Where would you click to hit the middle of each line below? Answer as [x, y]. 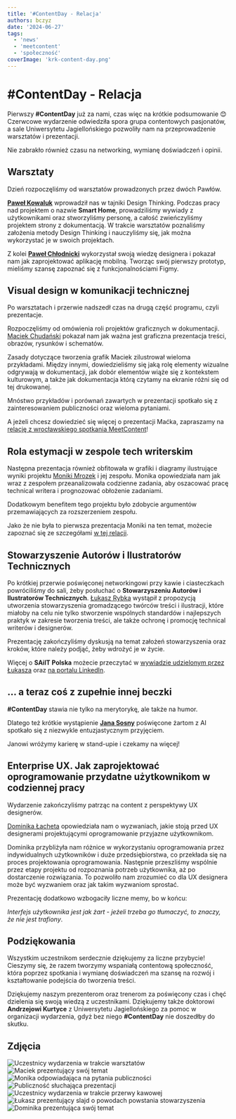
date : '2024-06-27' [36, 27]
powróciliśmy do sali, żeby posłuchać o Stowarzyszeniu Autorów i [104, 590]
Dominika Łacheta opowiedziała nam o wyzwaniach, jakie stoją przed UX [113, 826]
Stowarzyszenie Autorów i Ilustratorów [94, 555]
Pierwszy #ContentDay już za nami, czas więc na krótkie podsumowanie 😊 [117, 114]
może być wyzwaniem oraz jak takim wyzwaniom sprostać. [93, 884]
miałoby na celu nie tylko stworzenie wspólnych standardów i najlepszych [114, 613]
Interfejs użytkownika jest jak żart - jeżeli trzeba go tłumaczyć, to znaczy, [114, 912]
